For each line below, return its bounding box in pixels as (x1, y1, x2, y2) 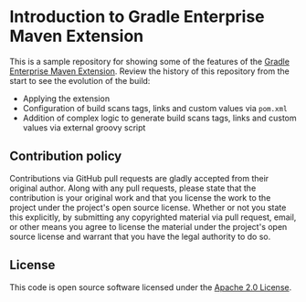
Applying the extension (22, 93, 111, 104)
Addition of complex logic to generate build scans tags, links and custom (22, 112, 297, 123)
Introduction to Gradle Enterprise (9, 6, 265, 27)
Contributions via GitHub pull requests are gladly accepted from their (9, 172, 269, 183)
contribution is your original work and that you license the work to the (9, 192, 271, 203)
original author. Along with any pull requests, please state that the (9, 182, 257, 193)
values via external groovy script (22, 121, 146, 133)
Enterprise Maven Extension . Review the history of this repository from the (9, 66, 290, 77)
